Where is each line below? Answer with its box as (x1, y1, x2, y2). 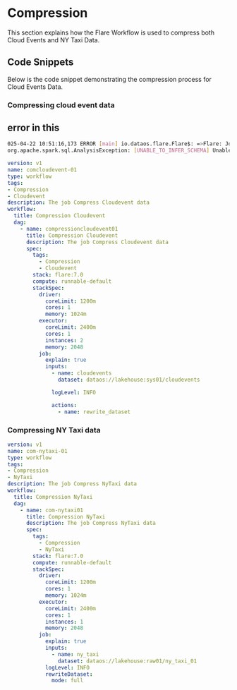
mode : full (51, 677, 83, 684)
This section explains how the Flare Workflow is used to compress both (7, 28, 215, 37)
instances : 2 (44, 337, 83, 344)
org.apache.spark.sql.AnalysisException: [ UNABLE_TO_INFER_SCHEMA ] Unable (7, 147, 232, 155)
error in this (7, 122, 60, 134)
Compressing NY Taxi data (7, 425, 101, 435)
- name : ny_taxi (51, 650, 99, 658)
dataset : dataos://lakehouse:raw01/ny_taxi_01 (57, 658, 197, 665)
